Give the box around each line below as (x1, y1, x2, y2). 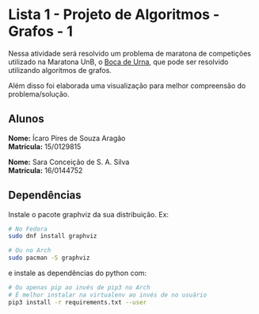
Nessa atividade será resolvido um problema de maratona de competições (8, 48, 252, 58)
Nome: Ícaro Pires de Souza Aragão (8, 133, 126, 143)
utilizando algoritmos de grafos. (8, 65, 112, 75)
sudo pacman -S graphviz (8, 254, 90, 262)
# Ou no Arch (8, 247, 51, 255)
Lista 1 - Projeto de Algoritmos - (8, 6, 220, 24)
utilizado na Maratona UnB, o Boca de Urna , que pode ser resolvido (8, 57, 229, 67)
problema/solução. (8, 89, 70, 98)
